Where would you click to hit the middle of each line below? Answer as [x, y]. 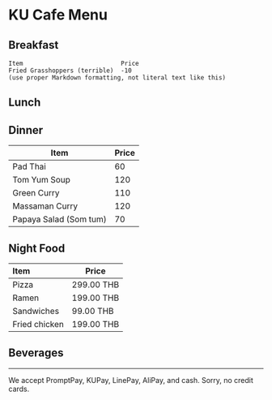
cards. [19, 389]
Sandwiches [36, 312]
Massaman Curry [45, 206]
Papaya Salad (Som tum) [59, 219]
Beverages [36, 353]
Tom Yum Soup [42, 180]
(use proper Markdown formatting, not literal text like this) [117, 78]
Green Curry [36, 193]
